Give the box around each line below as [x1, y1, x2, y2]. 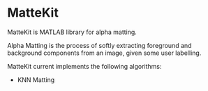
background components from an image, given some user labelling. [7, 49, 202, 57]
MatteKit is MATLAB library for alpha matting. [7, 28, 138, 36]
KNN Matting [17, 75, 55, 84]
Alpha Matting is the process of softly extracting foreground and [7, 41, 192, 49]
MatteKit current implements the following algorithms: [7, 62, 162, 70]
